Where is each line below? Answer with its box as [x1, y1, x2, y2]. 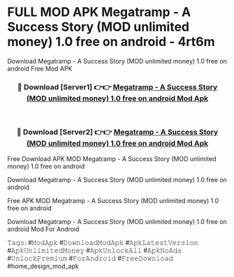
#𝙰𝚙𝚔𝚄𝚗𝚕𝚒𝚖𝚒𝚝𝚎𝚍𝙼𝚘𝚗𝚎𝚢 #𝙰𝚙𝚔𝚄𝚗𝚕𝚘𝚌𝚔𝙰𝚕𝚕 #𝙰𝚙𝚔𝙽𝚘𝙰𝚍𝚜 [7, 246, 182, 255]
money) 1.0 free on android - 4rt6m [7, 34, 215, 50]
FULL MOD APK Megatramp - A [7, 4, 191, 20]
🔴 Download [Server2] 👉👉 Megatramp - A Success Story [16, 127, 219, 137]
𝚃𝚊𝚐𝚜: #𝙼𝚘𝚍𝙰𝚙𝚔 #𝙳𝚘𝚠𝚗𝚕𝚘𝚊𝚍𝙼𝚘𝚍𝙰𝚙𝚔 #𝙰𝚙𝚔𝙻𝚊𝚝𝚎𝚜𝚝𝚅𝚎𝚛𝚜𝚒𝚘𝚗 [7, 238, 199, 246]
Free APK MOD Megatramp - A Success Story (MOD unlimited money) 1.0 [7, 196, 219, 204]
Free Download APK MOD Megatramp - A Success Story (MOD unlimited [7, 154, 217, 163]
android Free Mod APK [7, 64, 73, 73]
